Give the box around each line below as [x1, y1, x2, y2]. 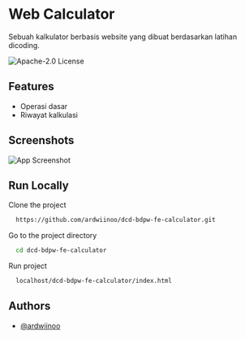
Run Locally [8, 178, 69, 192]
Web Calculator [8, 5, 115, 24]
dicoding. [8, 40, 41, 50]
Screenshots [8, 133, 75, 147]
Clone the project [8, 200, 67, 210]
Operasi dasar [19, 101, 68, 111]
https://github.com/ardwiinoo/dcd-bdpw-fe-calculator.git [15, 216, 217, 224]
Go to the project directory [8, 231, 97, 241]
